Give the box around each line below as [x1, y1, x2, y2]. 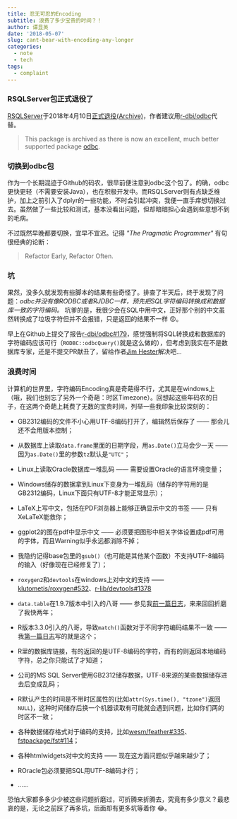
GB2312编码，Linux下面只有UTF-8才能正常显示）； [17, 489, 165, 497]
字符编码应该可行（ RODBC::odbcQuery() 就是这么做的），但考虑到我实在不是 [7, 339, 222, 347]
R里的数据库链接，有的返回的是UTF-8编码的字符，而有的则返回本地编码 [17, 646, 226, 655]
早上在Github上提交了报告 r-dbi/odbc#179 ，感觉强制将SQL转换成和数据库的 [7, 330, 226, 338]
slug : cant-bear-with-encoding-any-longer [7, 37, 134, 44]
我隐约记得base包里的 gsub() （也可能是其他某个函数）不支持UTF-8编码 [17, 551, 224, 559]
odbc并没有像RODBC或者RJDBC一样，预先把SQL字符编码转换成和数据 [20, 297, 225, 306]
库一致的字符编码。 [7, 306, 63, 315]
